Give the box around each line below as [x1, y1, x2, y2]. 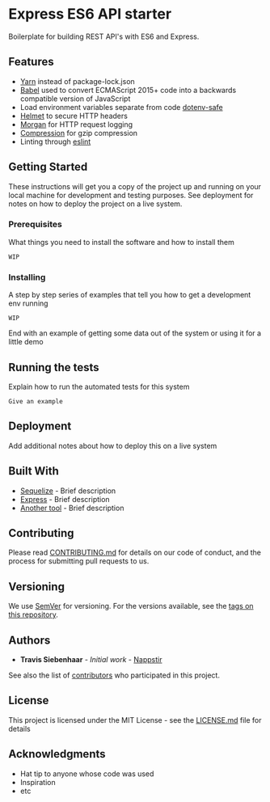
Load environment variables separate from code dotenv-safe [19, 102, 224, 112]
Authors [8, 633, 51, 647]
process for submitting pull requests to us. [8, 556, 150, 566]
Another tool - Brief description [19, 503, 124, 513]
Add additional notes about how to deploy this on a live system [8, 441, 217, 450]
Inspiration [19, 777, 56, 787]
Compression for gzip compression [19, 128, 138, 137]
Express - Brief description [19, 494, 111, 504]
